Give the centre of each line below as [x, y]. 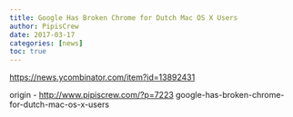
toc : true [28, 52]
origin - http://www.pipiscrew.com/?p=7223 [92, 95]
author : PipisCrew [44, 26]
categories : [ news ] [46, 43]
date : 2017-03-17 [42, 34]
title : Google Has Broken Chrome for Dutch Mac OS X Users [124, 18]
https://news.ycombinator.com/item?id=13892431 [102, 77]
